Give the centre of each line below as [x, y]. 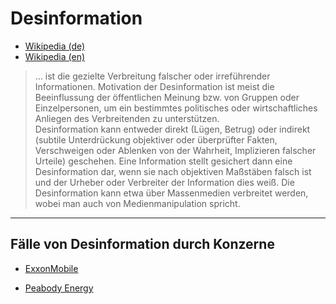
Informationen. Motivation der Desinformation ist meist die [154, 86]
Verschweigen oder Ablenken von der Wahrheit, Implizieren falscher [175, 150]
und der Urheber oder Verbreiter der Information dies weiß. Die [164, 182]
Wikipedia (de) [55, 46]
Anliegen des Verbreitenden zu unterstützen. [127, 118]
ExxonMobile [51, 268]
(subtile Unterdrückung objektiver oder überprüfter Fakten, [156, 139]
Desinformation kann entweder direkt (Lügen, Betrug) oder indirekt [172, 129]
